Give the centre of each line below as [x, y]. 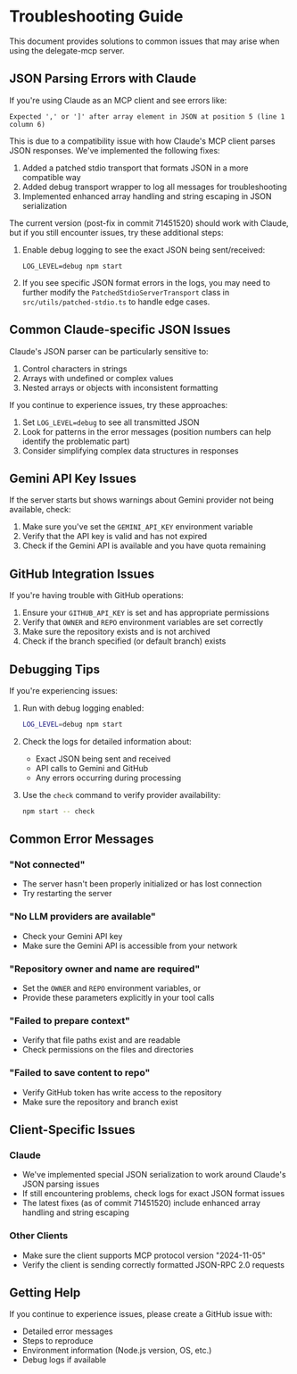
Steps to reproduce [58, 1341]
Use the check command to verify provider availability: [121, 795]
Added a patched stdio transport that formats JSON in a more [135, 168]
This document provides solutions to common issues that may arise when [144, 41]
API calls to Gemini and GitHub [92, 768]
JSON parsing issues [61, 1184]
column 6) [28, 124]
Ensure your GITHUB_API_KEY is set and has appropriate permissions [146, 612]
